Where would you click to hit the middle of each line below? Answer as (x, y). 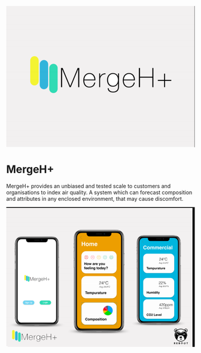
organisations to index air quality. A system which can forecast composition (99, 192)
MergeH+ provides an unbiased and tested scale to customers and (89, 186)
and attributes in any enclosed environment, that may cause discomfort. (95, 199)
